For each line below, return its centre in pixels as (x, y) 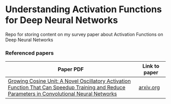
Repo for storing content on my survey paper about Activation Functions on (84, 34)
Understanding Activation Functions (83, 9)
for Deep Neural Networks (62, 20)
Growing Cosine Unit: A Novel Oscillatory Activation (69, 81)
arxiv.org (149, 88)
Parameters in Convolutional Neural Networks (62, 94)
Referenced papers (30, 53)
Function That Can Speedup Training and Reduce (67, 88)
